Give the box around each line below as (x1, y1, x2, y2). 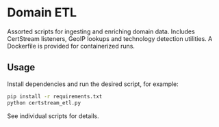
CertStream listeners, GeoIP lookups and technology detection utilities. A (7, 34, 213, 42)
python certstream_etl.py (7, 99, 81, 107)
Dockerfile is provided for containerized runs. (7, 42, 136, 50)
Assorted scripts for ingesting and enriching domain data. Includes (7, 27, 195, 36)
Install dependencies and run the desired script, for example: (7, 80, 179, 88)
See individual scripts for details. (7, 111, 99, 120)
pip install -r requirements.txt (7, 93, 103, 100)
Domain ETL (7, 5, 77, 20)
